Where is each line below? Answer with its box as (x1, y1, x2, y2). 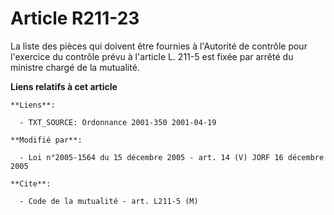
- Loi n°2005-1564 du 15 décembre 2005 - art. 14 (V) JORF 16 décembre (19, 152, 325, 162)
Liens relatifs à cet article (10, 80, 118, 92)
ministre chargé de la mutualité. (10, 61, 140, 73)
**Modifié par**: (10, 135, 83, 145)
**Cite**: (10, 178, 52, 189)
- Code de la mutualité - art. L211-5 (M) (19, 196, 199, 206)
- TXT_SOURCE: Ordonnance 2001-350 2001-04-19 (19, 117, 217, 127)
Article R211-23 (10, 7, 140, 30)
